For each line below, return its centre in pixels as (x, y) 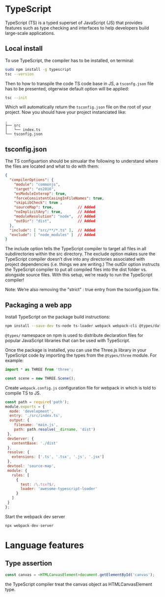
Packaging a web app (39, 305)
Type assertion (29, 563)
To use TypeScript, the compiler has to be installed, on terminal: (69, 60)
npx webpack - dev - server (29, 525)
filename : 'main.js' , (36, 425)
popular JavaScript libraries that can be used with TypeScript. (68, 341)
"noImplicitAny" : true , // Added (55, 212)
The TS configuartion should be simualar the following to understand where (82, 161)
